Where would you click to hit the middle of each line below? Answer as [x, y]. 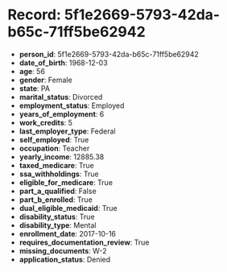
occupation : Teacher [54, 148]
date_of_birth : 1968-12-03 [63, 63]
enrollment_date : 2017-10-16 [68, 233]
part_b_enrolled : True [56, 200]
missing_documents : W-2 [63, 250]
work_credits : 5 [46, 122]
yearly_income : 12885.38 [62, 157]
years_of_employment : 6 [62, 113]
